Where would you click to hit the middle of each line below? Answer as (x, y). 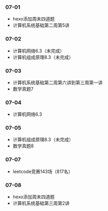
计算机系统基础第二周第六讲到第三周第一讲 (58, 82)
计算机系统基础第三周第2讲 (41, 203)
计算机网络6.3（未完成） (39, 51)
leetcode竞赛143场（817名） (43, 171)
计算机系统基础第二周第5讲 (41, 25)
